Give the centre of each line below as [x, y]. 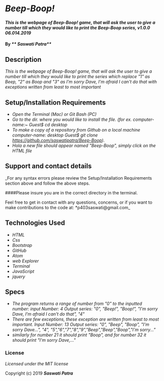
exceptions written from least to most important [53, 87]
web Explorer [25, 261]
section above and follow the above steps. [48, 183]
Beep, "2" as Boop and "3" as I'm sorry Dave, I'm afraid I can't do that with [81, 82]
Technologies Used [35, 223]
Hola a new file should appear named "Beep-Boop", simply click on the [84, 146]
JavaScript [23, 271]
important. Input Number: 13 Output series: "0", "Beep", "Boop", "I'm [81, 325]
